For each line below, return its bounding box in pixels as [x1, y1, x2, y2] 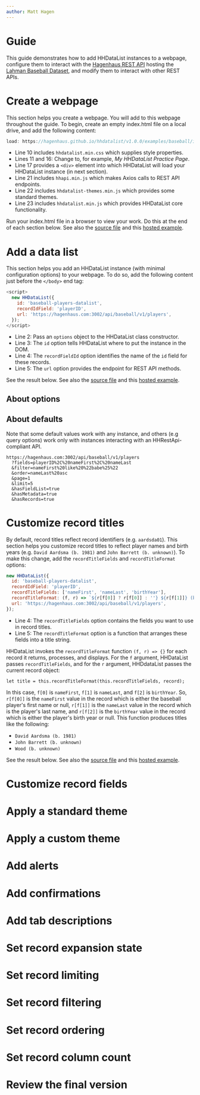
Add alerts [6, 859, 59, 873]
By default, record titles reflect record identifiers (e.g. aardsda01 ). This [6, 536, 178, 543]
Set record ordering [6, 1023, 105, 1037]
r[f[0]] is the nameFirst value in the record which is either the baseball [6, 695, 182, 702]
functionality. [14, 206, 47, 213]
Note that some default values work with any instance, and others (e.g [6, 430, 179, 437]
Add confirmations [6, 886, 101, 900]
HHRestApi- [152, 436, 182, 443]
